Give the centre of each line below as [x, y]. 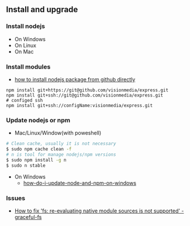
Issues [16, 198]
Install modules [28, 67]
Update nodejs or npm [38, 120]
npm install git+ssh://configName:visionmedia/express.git [80, 105]
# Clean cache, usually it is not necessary [61, 144]
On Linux [25, 45]
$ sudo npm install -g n [36, 160]
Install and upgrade [42, 10]
